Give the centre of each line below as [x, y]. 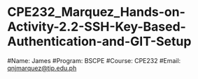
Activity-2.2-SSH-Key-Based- [97, 27]
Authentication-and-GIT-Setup [99, 42]
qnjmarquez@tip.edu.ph [42, 68]
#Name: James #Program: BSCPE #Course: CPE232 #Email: [94, 60]
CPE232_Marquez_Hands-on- [96, 12]
